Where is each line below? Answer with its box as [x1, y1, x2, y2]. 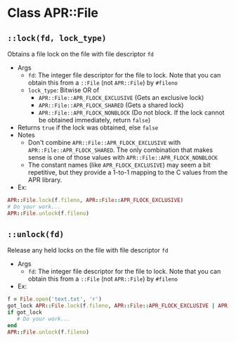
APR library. [27, 176, 63, 184]
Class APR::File [7, 5, 98, 21]
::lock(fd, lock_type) [7, 33, 107, 43]
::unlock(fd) [7, 229, 65, 240]
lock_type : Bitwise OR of [27, 86, 100, 94]
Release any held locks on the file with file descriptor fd [7, 246, 169, 255]
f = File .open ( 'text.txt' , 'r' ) [7, 296, 102, 303]
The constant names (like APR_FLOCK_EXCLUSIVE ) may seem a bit [27, 160, 211, 169]
